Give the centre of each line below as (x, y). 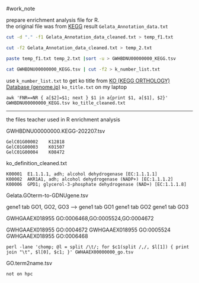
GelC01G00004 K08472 (36, 152)
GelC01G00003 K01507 (36, 147)
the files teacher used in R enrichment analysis (63, 119)
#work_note (21, 9)
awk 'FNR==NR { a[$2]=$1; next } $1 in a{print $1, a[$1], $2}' (87, 98)
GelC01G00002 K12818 (36, 141)
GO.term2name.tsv (29, 263)
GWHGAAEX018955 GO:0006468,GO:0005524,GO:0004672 (80, 218)
